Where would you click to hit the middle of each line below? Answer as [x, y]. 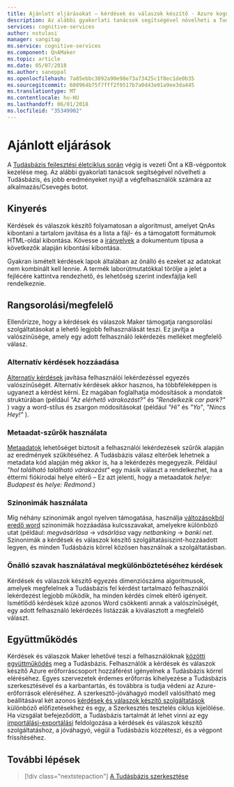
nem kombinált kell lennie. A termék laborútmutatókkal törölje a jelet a [107, 268]
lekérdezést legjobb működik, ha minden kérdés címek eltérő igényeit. [107, 595]
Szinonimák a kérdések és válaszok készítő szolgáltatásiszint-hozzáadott [112, 540]
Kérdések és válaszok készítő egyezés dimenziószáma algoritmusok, [106, 580]
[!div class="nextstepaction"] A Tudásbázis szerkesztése [106, 777]
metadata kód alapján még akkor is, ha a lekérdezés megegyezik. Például [112, 462]
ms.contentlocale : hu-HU [43, 98]
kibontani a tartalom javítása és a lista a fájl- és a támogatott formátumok [112, 233]
